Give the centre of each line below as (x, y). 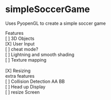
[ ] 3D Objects (20, 38)
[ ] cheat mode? (22, 49)
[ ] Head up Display (25, 86)
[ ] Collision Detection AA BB (35, 81)
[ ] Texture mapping (26, 60)
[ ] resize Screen (23, 92)
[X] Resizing (18, 70)
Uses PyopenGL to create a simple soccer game (55, 23)
